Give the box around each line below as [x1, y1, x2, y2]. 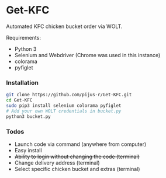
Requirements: [6, 34, 41, 41]
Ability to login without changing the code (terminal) [14, 153, 140, 160]
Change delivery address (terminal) [14, 159, 101, 166]
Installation [6, 78, 39, 86]
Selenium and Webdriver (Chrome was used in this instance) [14, 51, 161, 58]
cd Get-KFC [6, 97, 33, 103]
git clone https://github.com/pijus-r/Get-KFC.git [6, 92, 132, 98]
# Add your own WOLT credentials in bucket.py [6, 108, 122, 114]
